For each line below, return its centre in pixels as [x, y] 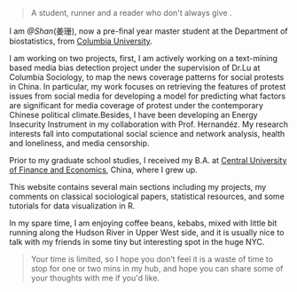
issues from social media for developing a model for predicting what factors [148, 96]
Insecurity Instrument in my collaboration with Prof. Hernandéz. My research [148, 124]
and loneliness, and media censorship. [79, 143]
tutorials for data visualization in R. [72, 206]
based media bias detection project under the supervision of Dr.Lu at [135, 67]
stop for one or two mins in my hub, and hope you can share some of [157, 268]
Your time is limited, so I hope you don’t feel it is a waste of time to [152, 259]
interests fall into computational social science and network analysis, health [147, 134]
